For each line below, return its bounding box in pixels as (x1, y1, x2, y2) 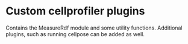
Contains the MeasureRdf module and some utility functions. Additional (5, 24, 183, 31)
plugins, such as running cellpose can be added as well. (5, 30, 145, 37)
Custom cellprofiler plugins (5, 4, 145, 18)
